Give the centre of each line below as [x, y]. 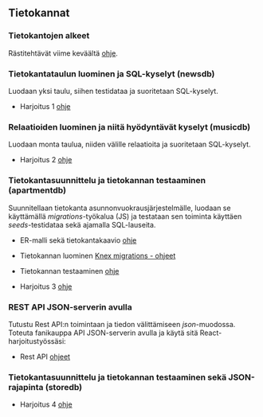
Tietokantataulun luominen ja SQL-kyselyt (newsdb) [112, 73]
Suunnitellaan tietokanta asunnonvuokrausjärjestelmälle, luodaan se [120, 208]
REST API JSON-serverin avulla [71, 307]
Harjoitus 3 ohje [46, 286]
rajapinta [26, 387]
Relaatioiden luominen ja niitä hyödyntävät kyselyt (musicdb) [130, 127]
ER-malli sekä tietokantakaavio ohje [78, 240]
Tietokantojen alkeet [49, 36]
